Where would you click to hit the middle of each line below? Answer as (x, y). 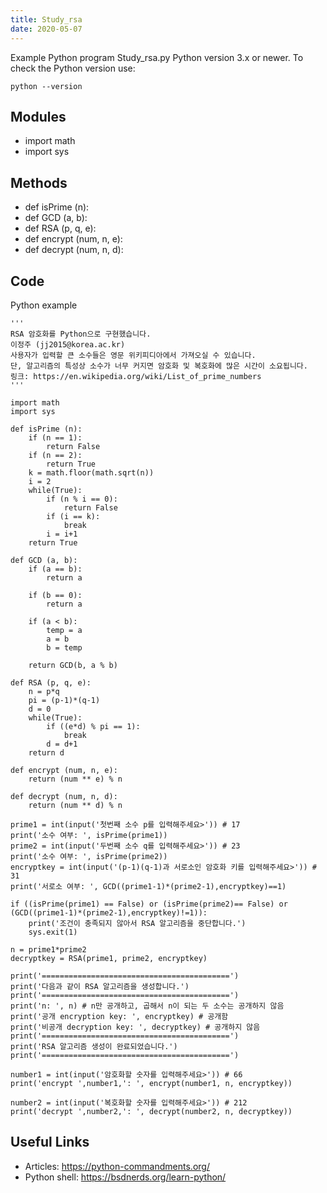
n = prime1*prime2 (48, 949)
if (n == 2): (55, 455)
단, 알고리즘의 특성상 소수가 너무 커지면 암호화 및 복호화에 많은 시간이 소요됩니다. (159, 366)
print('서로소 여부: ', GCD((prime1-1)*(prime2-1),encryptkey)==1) (148, 886)
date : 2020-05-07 (46, 29)
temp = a (64, 630)
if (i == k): (73, 516)
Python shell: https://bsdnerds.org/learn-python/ (125, 1177)
